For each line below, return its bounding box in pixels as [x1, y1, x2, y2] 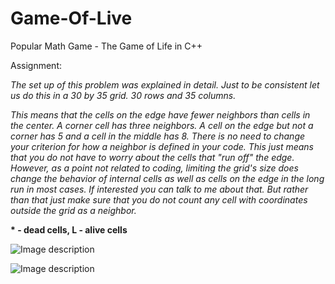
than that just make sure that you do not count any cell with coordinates [10, 193, 308, 206]
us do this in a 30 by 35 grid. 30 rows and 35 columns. [10, 89, 237, 101]
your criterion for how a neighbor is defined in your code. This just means [10, 140, 314, 152]
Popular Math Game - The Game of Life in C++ [10, 40, 203, 52]
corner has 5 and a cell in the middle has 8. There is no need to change [10, 130, 306, 142]
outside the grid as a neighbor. [10, 204, 137, 216]
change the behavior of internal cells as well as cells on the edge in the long [10, 172, 325, 184]
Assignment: [10, 59, 62, 71]
